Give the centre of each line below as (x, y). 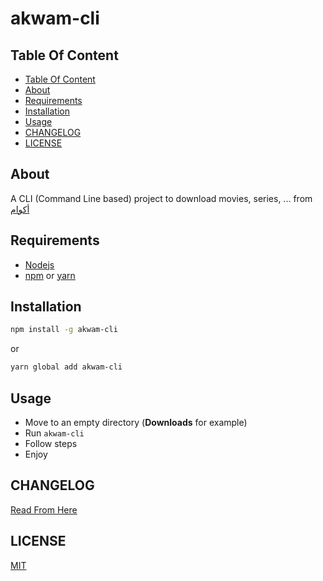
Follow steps (51, 443)
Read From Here (44, 509)
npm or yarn (50, 275)
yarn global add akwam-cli (66, 367)
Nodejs (39, 264)
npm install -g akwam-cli (64, 330)
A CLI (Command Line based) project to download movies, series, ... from (161, 198)
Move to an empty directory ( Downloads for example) (136, 422)
